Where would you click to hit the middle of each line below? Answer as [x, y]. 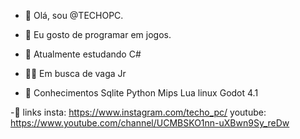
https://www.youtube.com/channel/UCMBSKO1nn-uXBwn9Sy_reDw [150, 123]
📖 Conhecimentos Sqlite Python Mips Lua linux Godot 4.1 [141, 93]
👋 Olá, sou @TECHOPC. [74, 15]
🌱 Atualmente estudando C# [83, 54]
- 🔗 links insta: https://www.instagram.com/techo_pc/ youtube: [138, 112]
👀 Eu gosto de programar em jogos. [98, 34]
